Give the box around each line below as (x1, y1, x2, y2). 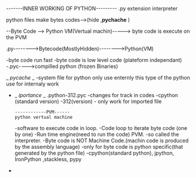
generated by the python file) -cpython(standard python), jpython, (14, 149, 174, 156)
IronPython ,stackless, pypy (14, 156, 82, 163)
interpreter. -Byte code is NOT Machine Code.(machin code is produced (14, 137, 189, 144)
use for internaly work (6, 80, 60, 87)
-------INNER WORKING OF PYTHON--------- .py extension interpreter (6, 5, 178, 12)
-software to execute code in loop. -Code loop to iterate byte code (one (14, 125, 187, 131)
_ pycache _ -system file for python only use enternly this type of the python (6, 74, 190, 81)
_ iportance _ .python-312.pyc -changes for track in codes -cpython (14, 92, 178, 98)
